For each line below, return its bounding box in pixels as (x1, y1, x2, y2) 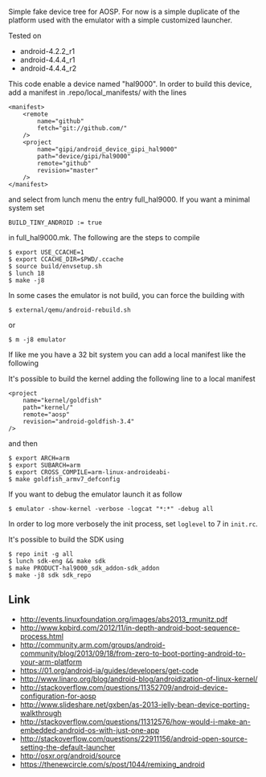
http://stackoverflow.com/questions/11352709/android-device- (19, 682, 228, 692)
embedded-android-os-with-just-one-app (19, 725, 160, 734)
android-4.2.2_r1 (19, 47, 75, 55)
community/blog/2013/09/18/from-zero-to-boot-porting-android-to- (19, 648, 247, 658)
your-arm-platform (19, 656, 83, 666)
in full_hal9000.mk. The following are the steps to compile (8, 233, 200, 242)
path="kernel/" (23, 403, 74, 411)
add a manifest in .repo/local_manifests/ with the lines (8, 88, 187, 97)
